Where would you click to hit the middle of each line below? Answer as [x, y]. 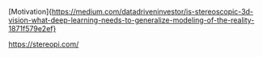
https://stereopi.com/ [44, 44]
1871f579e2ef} [32, 28]
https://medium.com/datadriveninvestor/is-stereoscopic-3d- [152, 12]
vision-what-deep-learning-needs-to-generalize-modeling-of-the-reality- [131, 20]
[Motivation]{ [30, 12]
